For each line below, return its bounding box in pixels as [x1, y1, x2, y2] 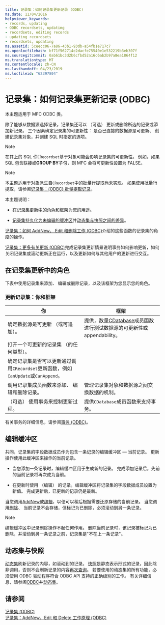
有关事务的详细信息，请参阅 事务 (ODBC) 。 [5, 419, 91, 425]
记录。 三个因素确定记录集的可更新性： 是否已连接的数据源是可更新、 [13, 127, 154, 133]
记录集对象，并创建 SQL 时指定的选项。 [9, 134, 89, 140]
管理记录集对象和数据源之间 [84, 381, 148, 388]
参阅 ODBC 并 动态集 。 [18, 579, 61, 585]
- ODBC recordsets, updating [5, 26, 65, 30]
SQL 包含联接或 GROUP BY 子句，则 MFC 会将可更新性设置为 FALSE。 [5, 160, 145, 166]
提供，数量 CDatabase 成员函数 [84, 317, 154, 324]
